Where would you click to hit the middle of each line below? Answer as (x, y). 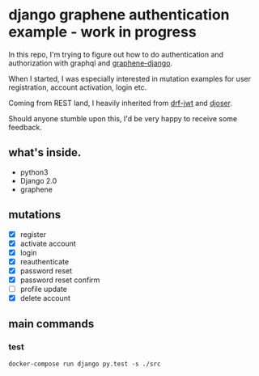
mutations (35, 215)
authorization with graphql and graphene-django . (90, 63)
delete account (45, 298)
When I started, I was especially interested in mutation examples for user (129, 78)
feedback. (25, 127)
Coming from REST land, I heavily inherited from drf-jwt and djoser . (121, 103)
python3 (34, 172)
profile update (43, 289)
